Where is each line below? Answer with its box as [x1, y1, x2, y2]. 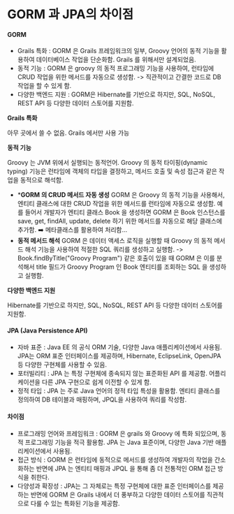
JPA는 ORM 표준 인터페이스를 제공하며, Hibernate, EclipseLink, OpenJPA [17, 351, 221, 360]
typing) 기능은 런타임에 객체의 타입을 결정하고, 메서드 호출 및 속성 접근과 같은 [7, 167, 218, 175]
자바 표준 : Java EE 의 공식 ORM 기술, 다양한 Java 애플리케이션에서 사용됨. [17, 343, 222, 351]
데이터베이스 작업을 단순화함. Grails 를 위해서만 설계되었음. [36, 55, 197, 64]
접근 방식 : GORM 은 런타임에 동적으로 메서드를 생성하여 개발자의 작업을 [17, 455, 213, 464]
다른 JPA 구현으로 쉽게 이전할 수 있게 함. [41, 378, 152, 386]
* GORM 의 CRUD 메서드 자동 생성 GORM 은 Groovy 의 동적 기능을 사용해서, [17, 191, 225, 199]
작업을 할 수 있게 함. [17, 82, 72, 90]
